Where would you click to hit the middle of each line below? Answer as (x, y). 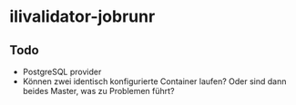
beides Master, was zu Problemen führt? (98, 91)
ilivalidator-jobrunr (82, 17)
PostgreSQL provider (62, 72)
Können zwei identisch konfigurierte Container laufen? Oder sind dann (154, 81)
